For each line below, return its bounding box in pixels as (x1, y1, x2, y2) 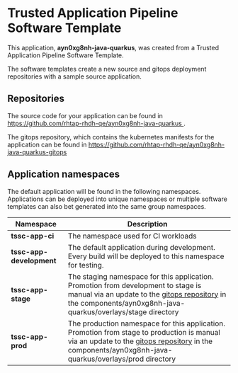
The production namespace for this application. (67, 319, 225, 328)
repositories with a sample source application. (7, 72, 142, 81)
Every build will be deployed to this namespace (67, 251, 225, 261)
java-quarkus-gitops (7, 147, 67, 156)
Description (127, 219, 168, 229)
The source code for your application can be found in (7, 111, 163, 120)
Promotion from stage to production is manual (67, 327, 221, 337)
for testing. (67, 260, 104, 270)
